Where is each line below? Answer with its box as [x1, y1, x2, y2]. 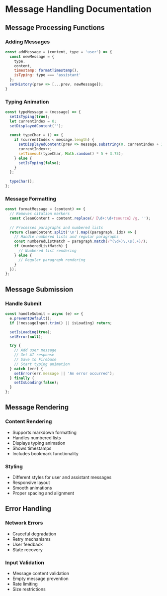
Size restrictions [12, 586, 46, 592]
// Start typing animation [14, 362, 70, 367]
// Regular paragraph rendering [18, 257, 85, 262]
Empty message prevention [12, 576, 69, 582]
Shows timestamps [12, 445, 52, 451]
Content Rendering [5, 418, 52, 425]
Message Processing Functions [5, 23, 105, 32]
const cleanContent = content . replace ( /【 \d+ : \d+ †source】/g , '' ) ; [9, 215, 151, 221]
